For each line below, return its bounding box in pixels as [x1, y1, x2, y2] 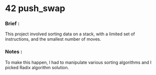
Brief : [5, 20, 20, 27]
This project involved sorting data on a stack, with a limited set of [5, 31, 135, 37]
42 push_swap [5, 3, 65, 14]
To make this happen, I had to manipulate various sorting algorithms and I [5, 59, 152, 65]
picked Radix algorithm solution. [5, 64, 69, 70]
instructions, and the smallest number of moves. [5, 36, 101, 42]
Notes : [5, 48, 23, 55]
